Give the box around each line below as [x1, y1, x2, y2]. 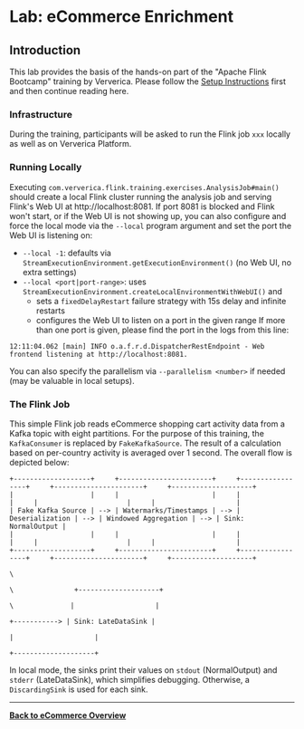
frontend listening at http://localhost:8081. [9, 350, 188, 359]
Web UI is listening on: [9, 229, 93, 241]
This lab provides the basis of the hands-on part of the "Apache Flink [9, 66, 267, 77]
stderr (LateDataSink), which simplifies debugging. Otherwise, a [9, 674, 251, 685]
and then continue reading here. [9, 86, 129, 96]
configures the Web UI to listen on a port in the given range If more [35, 314, 286, 325]
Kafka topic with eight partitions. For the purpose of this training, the [9, 427, 265, 438]
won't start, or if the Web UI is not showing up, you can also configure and [9, 210, 287, 221]
